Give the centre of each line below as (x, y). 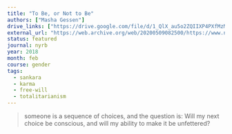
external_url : (28, 33)
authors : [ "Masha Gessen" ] (46, 20)
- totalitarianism (40, 97)
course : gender (29, 65)
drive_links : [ (29, 26)
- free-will (31, 90)
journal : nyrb (28, 45)
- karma (25, 84)
